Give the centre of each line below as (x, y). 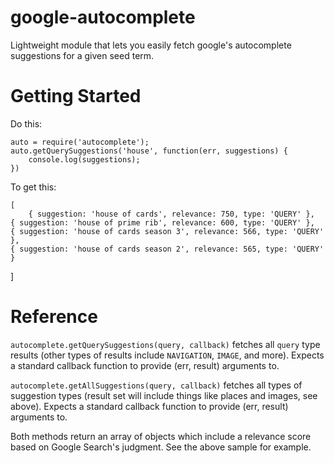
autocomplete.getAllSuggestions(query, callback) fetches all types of (156, 385)
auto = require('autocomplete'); (80, 142)
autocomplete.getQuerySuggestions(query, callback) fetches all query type (165, 344)
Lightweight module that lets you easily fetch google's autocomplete (151, 45)
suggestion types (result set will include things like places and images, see (164, 395)
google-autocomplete (103, 17)
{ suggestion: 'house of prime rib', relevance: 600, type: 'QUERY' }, (162, 222)
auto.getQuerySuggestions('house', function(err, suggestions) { (149, 151)
